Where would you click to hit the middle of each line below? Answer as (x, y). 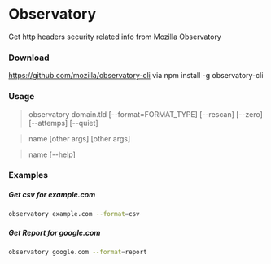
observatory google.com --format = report (78, 253)
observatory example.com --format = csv (74, 214)
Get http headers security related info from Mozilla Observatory (115, 37)
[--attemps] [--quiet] (63, 123)
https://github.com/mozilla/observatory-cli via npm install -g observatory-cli (136, 76)
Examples (28, 175)
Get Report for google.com (55, 232)
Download (29, 58)
